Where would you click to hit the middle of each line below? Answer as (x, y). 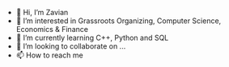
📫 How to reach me (49, 55)
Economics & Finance (52, 29)
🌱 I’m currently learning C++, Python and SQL (92, 37)
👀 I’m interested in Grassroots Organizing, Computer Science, (119, 21)
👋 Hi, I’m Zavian (42, 12)
